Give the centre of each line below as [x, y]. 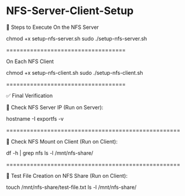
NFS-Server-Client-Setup [70, 11]
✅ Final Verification [29, 95]
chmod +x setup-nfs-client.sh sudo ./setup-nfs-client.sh [75, 72]
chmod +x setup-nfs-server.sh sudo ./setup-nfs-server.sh [77, 38]
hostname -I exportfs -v [35, 118]
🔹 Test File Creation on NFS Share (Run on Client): [67, 175]
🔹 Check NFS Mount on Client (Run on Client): [62, 141]
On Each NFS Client [30, 61]
